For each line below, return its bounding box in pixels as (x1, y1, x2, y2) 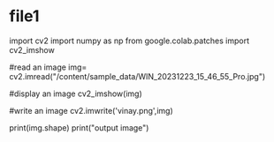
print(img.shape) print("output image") (9, 122, 149, 133)
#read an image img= (9, 62, 88, 72)
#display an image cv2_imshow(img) (9, 88, 143, 99)
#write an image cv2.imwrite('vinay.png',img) (9, 105, 174, 116)
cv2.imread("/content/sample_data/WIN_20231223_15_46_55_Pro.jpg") (9, 71, 266, 81)
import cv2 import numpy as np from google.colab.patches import (9, 35, 250, 46)
